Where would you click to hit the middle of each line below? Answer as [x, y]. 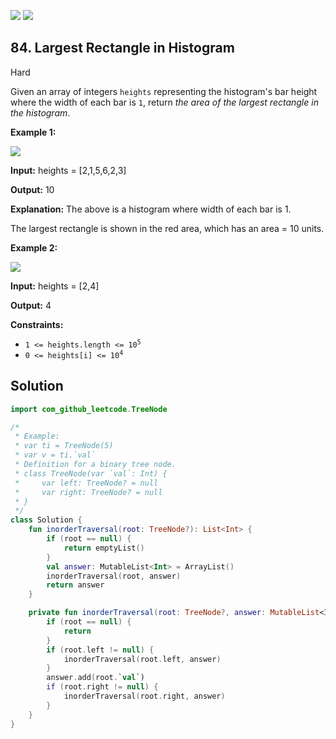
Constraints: [37, 324]
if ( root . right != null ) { [102, 687]
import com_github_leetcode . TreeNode [89, 409]
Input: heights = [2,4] [55, 286]
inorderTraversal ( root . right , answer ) [144, 696]
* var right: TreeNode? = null [88, 492]
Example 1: [33, 132]
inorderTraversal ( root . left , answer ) [142, 659]
